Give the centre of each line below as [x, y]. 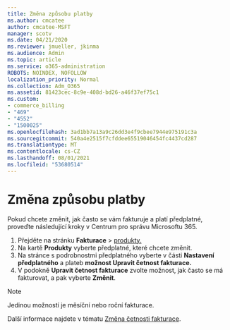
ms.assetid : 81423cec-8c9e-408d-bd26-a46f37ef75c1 [83, 92]
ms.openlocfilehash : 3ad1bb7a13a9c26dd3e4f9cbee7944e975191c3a [102, 132]
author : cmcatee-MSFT [39, 27]
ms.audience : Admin [36, 54]
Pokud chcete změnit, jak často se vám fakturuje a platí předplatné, [105, 219]
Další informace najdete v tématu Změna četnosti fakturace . [94, 319]
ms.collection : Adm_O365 [44, 86]
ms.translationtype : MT [42, 145]
